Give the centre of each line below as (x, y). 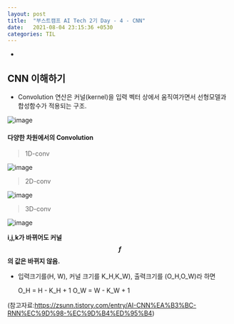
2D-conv (38, 181)
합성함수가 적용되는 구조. (52, 106)
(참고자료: (21, 305)
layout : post (27, 14)
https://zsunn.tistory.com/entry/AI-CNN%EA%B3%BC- (116, 305)
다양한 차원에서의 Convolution (51, 137)
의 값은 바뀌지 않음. (34, 261)
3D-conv (38, 209)
